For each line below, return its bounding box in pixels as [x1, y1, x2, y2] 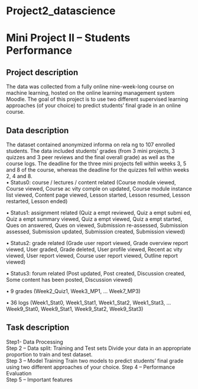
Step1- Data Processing [6, 338, 63, 345]
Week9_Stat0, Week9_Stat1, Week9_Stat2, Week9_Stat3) [6, 306, 144, 312]
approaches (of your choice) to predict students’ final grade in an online [6, 102, 181, 109]
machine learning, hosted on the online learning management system [6, 89, 175, 97]
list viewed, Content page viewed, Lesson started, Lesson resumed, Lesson [6, 191, 190, 198]
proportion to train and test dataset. [6, 351, 93, 358]
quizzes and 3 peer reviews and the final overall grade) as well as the [6, 154, 175, 160]
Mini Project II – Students [6, 31, 131, 45]
